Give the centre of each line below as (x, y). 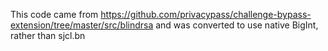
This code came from (54, 14)
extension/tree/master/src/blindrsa (82, 25)
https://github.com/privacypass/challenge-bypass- (206, 14)
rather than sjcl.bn (48, 35)
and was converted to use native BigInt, (237, 25)
